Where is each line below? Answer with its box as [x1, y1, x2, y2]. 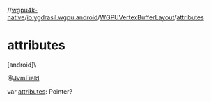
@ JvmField [7, 74, 40, 82]
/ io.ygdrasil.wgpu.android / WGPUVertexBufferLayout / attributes [24, 13, 204, 22]
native [7, 13, 25, 22]
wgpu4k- [11, 6, 38, 14]
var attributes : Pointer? [7, 87, 73, 96]
